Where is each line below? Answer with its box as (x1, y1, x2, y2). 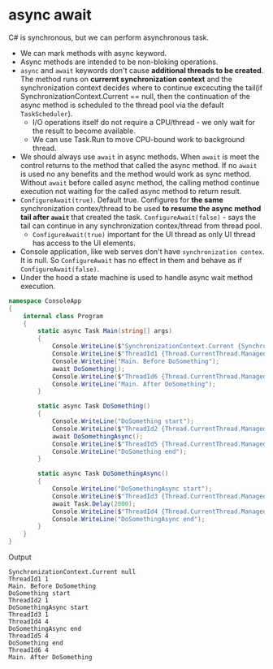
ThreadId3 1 (8, 611, 49, 619)
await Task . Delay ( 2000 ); (51, 499, 136, 508)
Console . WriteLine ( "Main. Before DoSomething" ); (51, 357, 220, 365)
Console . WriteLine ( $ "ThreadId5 (51, 440, 158, 448)
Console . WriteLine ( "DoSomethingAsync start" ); (51, 485, 213, 493)
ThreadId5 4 (8, 632, 49, 641)
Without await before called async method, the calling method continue (19, 177, 260, 188)
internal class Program (23, 312, 104, 320)
